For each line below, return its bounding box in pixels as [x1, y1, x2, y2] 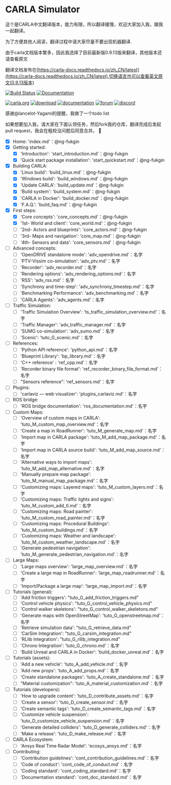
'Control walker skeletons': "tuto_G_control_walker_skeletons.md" [20, 606, 158, 612]
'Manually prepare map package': [20, 471, 91, 477]
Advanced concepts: [12, 245, 57, 251]
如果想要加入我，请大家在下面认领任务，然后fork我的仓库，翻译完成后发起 [5, 121, 162, 127]
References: [12, 340, 38, 346]
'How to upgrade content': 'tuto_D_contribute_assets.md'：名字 [20, 693, 154, 699]
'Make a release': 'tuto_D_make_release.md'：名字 [20, 730, 127, 736]
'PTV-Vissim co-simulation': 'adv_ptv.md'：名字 [20, 258, 121, 264]
